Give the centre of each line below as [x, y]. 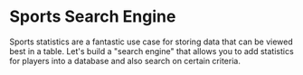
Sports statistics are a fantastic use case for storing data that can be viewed [151, 42]
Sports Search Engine [93, 17]
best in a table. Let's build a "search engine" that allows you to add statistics [151, 51]
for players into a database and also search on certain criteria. [125, 61]
